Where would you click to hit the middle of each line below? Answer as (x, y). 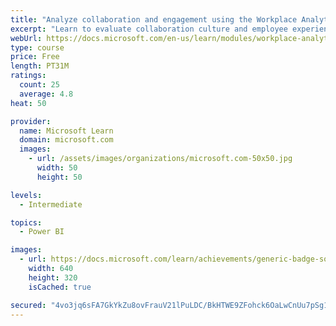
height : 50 (59, 177)
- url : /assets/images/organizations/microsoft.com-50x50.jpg (160, 159)
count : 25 (39, 85)
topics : (26, 222)
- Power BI (42, 232)
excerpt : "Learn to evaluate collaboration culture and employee (149, 29)
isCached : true (60, 287)
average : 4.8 (46, 94)
